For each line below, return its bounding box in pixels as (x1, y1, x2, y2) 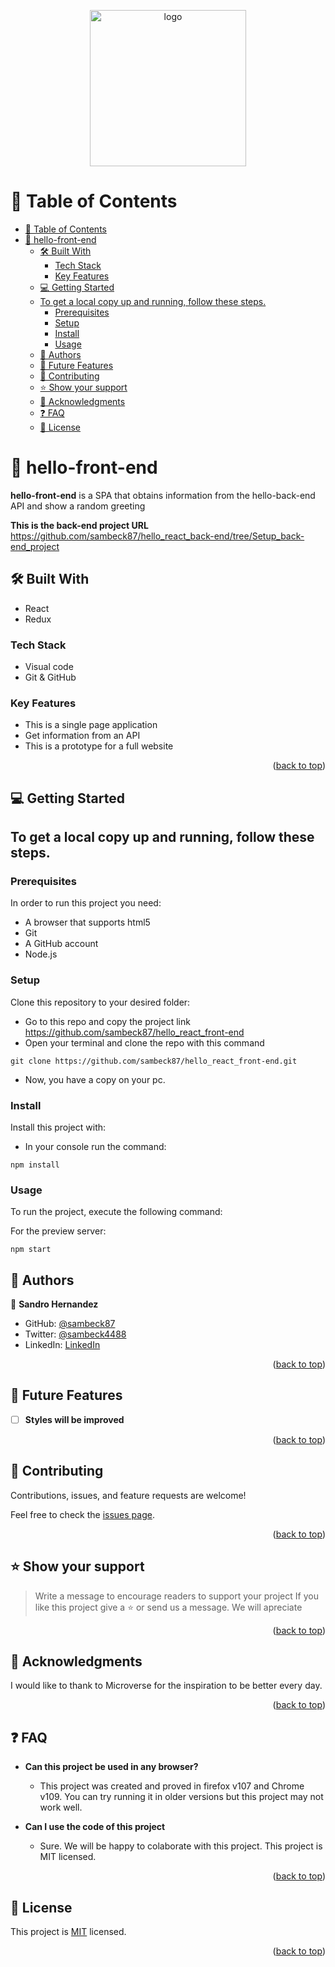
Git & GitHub (24, 671, 77, 683)
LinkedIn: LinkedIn (24, 1339, 101, 1351)
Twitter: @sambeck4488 (24, 1328, 127, 1340)
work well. (39, 1801, 83, 1814)
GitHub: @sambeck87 (24, 1318, 116, 1330)
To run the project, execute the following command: (10, 1206, 223, 1218)
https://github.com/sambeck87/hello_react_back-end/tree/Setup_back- (10, 530, 305, 542)
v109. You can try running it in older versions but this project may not (39, 1791, 324, 1803)
